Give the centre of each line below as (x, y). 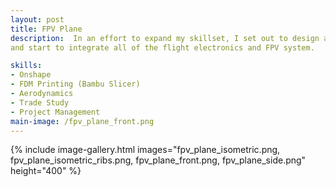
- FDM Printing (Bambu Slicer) (75, 84)
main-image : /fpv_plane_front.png (82, 121)
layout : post (37, 19)
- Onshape (31, 75)
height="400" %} (46, 171)
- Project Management (55, 112)
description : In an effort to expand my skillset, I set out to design (165, 38)
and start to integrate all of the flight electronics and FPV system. (162, 47)
